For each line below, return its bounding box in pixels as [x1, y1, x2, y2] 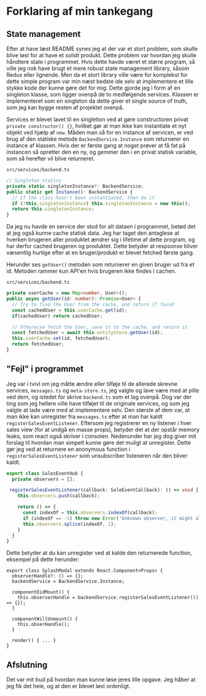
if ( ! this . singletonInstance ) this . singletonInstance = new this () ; [12, 200, 191, 206]
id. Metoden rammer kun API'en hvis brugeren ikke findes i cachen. [6, 267, 177, 275]
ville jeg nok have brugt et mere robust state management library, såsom [6, 65, 189, 72]
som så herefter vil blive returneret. [6, 155, 95, 162]
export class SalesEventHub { [6, 470, 84, 477]
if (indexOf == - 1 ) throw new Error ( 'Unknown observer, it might [22, 515, 193, 522]
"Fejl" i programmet [6, 364, 84, 374]
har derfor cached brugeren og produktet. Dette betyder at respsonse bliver [6, 243, 198, 250]
